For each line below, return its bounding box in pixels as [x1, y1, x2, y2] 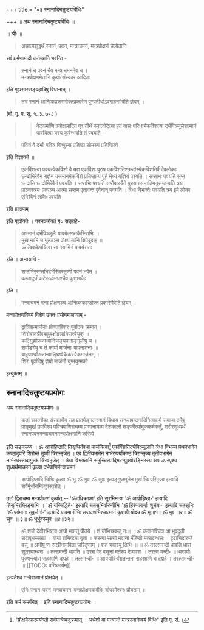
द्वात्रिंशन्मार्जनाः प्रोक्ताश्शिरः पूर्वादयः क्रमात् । [21, 324, 103, 330]
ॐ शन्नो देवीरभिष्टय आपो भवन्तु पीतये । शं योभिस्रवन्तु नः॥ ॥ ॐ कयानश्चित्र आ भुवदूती [21, 528, 185, 535]
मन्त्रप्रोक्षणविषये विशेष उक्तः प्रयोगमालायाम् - [6, 311, 87, 318]
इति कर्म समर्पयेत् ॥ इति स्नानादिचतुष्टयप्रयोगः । [6, 598, 97, 606]
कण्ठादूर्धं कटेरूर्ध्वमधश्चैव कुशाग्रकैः [21, 275, 86, 281]
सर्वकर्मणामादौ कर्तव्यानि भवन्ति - [6, 55, 67, 62]
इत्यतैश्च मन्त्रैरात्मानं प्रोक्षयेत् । [6, 574, 64, 581]
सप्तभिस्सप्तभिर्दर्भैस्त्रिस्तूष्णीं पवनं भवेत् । [21, 268, 98, 275]
